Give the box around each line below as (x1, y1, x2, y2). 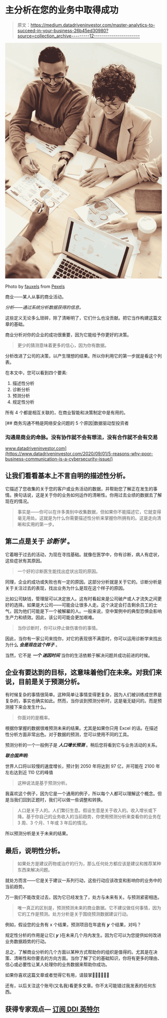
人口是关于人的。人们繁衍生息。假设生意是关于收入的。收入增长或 (17, 807, 153, 813)
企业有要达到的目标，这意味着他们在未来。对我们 (5, 668, 156, 676)
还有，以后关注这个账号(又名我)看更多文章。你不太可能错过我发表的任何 (5, 983, 153, 989)
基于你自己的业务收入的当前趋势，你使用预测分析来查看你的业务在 (26, 814, 162, 820)
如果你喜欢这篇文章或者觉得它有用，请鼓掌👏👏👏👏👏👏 (5, 972, 110, 978)
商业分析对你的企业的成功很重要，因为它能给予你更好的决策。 (5, 332, 132, 338)
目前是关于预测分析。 (18, 677, 83, 686)
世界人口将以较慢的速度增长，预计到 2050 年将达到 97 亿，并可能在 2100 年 (5, 763, 161, 769)
